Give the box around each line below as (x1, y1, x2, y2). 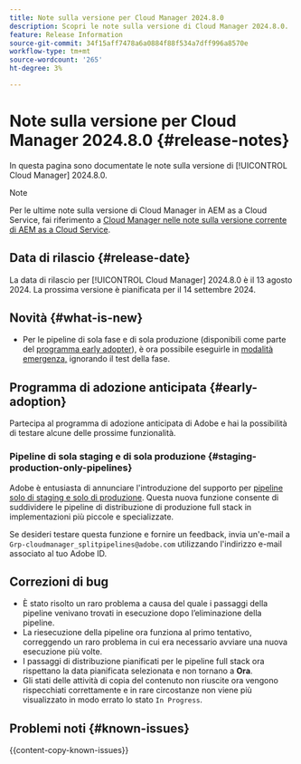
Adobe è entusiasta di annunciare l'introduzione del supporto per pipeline (9, 482, 283, 493)
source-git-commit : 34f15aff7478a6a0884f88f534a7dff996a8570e (9, 38, 249, 48)
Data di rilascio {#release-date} (9, 250, 191, 266)
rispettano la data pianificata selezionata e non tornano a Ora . (22, 665, 253, 676)
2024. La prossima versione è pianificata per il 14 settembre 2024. (9, 284, 256, 295)
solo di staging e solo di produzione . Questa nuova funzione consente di (9, 491, 279, 503)
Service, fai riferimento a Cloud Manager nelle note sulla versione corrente (9, 214, 287, 225)
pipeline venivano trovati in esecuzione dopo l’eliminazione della (22, 608, 262, 619)
